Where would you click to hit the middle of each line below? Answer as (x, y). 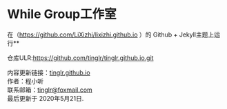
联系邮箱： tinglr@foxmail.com (50, 90)
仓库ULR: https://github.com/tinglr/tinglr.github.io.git (80, 58)
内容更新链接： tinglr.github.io (49, 72)
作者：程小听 (25, 81)
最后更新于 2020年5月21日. (46, 98)
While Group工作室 (62, 14)
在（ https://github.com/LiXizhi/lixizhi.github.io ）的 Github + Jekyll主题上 (111, 34)
